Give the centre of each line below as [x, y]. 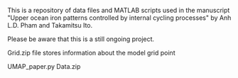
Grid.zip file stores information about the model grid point [91, 53]
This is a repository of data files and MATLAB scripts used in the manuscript [119, 10]
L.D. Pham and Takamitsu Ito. [50, 25]
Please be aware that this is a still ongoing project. [81, 39]
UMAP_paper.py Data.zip [44, 66]
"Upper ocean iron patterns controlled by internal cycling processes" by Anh [119, 18]
